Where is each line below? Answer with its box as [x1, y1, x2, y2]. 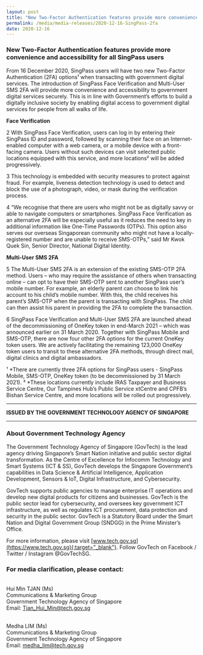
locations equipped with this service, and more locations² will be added [6, 155, 184, 162]
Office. [6, 525, 24, 532]
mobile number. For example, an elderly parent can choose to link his [6, 284, 178, 292]
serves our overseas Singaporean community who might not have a [6, 229, 175, 236]
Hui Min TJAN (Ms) [6, 585, 54, 592]
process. [6, 191, 28, 199]
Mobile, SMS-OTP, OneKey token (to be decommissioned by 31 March [6, 372, 181, 379]
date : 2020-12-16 [6, 25, 50, 32]
